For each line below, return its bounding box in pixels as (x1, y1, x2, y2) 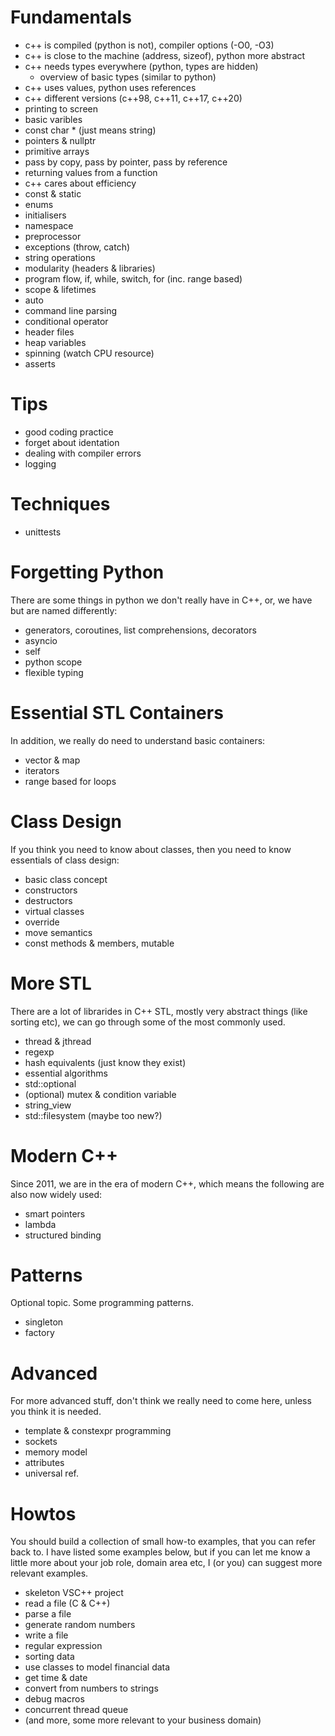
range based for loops (24, 775, 117, 787)
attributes (24, 1457, 65, 1469)
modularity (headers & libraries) (24, 262, 156, 274)
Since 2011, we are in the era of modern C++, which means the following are (10, 1177, 325, 1190)
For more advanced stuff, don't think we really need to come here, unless (10, 1395, 312, 1407)
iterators (24, 764, 60, 776)
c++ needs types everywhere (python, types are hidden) (24, 60, 259, 72)
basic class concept (24, 873, 108, 885)
